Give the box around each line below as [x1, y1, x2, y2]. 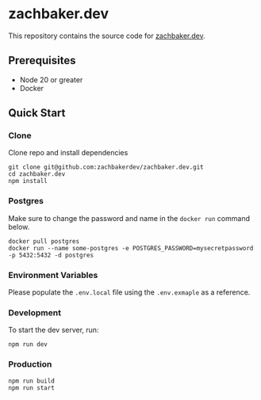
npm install [8, 177, 48, 185]
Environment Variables [8, 269, 98, 280]
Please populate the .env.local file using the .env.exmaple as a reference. [8, 288, 251, 297]
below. [8, 222, 30, 231]
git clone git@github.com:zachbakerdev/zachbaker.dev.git [8, 163, 204, 171]
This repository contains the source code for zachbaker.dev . [8, 31, 206, 40]
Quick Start [8, 106, 66, 120]
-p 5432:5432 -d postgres [8, 251, 94, 259]
